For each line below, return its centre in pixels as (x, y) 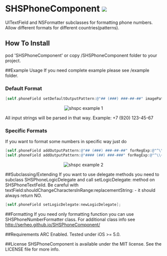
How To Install (28, 43)
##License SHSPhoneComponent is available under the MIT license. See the (83, 244)
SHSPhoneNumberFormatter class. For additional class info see (70, 219)
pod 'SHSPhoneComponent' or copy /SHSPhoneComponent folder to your (81, 55)
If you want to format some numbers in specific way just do (66, 142)
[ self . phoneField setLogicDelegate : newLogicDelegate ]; (63, 204)
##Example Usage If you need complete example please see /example (77, 70)
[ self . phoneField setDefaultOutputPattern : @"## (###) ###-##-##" (74, 99)
